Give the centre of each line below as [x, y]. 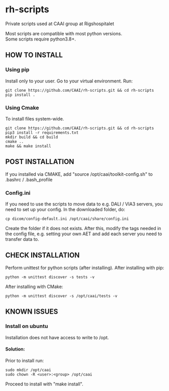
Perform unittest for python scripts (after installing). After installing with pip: [85, 267]
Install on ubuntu [27, 326]
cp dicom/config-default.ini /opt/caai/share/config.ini [67, 219]
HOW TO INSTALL [34, 55]
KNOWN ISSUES [32, 312]
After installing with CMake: [34, 286]
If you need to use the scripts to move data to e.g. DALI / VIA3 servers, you [84, 204]
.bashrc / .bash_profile [29, 179]
